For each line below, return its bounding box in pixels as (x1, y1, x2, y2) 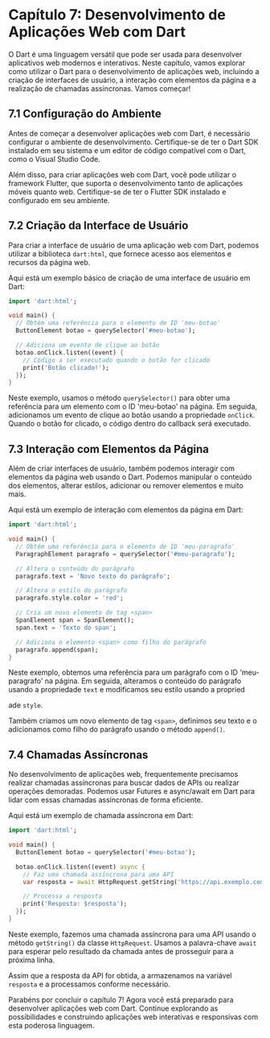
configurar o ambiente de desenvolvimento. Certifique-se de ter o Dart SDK (8, 137, 259, 147)
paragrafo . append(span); (15, 646, 99, 654)
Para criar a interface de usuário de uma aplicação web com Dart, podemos (8, 240, 260, 250)
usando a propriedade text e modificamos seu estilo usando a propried (8, 685, 245, 695)
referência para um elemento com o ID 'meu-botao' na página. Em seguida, (8, 401, 258, 412)
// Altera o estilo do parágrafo (15, 587, 128, 595)
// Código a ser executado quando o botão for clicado (22, 356, 211, 364)
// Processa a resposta (22, 892, 103, 900)
